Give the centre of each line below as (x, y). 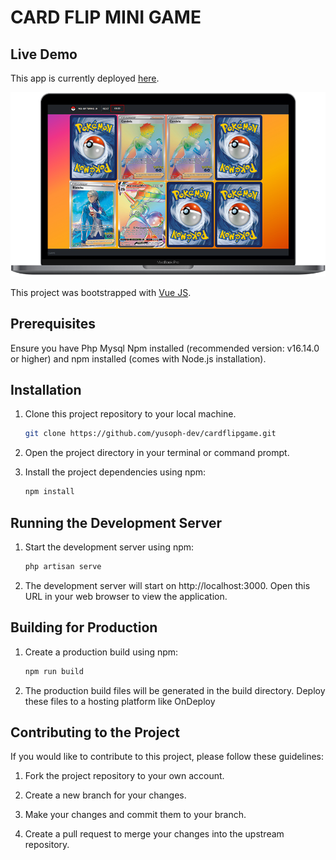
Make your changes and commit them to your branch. (135, 815)
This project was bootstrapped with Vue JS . (101, 292)
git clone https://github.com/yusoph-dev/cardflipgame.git (150, 434)
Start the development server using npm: (109, 547)
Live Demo (44, 54)
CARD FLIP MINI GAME (106, 17)
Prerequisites (53, 324)
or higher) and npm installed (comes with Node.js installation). (138, 358)
